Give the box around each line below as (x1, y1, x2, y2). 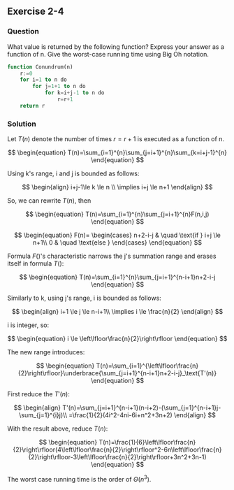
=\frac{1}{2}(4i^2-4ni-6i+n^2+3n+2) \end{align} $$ (68, 411, 217, 419)
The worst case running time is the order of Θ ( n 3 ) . (7, 474, 152, 483)
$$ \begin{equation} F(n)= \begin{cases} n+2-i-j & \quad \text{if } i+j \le (13, 231, 221, 240)
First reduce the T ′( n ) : (7, 390, 70, 398)
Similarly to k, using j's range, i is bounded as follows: (7, 294, 162, 303)
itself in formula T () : (7, 259, 64, 268)
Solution (7, 119, 37, 129)
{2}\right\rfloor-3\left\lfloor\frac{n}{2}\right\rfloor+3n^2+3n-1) (27, 453, 207, 461)
